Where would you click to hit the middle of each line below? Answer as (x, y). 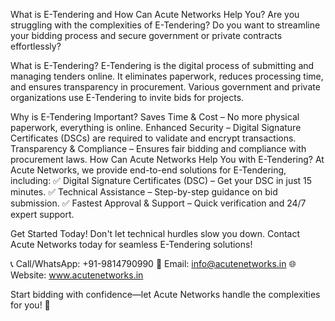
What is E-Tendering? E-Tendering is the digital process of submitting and (162, 65)
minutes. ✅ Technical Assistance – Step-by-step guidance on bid (144, 192)
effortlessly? (36, 46)
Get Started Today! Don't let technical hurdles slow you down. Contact (155, 233)
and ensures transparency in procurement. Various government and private (165, 87)
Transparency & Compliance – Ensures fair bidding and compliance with (158, 148)
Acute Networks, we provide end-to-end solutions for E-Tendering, (148, 170)
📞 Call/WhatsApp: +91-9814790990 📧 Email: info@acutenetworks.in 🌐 (153, 263)
